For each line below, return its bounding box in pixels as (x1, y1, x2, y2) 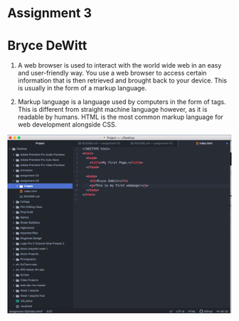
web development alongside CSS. (17, 120, 117, 129)
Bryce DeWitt (7, 38, 87, 54)
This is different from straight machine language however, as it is (17, 105, 208, 114)
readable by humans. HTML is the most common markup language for (17, 112, 224, 122)
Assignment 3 (7, 5, 92, 21)
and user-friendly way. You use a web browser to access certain (17, 69, 207, 78)
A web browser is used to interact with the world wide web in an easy (17, 61, 222, 70)
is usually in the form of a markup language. (17, 84, 147, 93)
